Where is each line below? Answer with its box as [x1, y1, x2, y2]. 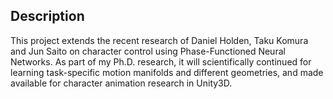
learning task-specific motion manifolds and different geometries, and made [10, 66, 324, 78]
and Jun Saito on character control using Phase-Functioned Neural [10, 45, 286, 57]
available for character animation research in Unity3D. [10, 77, 233, 89]
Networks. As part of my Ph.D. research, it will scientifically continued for [10, 55, 312, 68]
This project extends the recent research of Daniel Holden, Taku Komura [10, 34, 309, 46]
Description [10, 8, 85, 25]
